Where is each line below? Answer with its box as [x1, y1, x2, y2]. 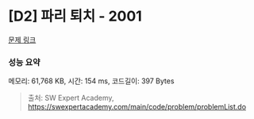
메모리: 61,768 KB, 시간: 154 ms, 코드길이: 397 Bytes [8, 76, 175, 86]
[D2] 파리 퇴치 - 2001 [8, 7, 143, 25]
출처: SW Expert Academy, [27, 93, 114, 103]
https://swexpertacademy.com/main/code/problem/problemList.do [27, 102, 247, 112]
